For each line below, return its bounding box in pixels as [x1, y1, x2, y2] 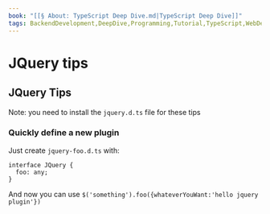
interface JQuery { [8, 161, 74, 169]
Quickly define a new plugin [8, 127, 120, 138]
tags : [8, 19, 27, 27]
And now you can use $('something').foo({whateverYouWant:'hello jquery [8, 189, 259, 199]
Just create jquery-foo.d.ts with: [8, 146, 120, 155]
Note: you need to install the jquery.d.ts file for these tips [8, 107, 201, 117]
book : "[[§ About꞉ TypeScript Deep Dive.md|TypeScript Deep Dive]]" [8, 11, 243, 20]
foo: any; [15, 168, 48, 176]
